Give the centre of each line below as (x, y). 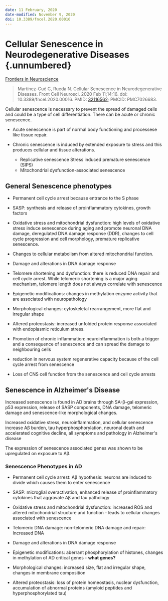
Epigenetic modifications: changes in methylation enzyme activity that (85, 294)
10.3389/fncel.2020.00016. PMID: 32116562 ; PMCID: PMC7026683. (87, 99)
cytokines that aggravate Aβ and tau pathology (61, 498)
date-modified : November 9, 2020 (40, 15)
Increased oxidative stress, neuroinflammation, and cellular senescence (79, 422)
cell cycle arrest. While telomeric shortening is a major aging (75, 279)
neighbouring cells (32, 349)
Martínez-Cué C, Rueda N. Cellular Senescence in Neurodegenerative (90, 89)
